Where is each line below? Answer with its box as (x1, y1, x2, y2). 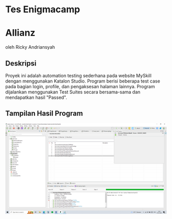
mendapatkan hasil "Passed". (5, 94, 68, 101)
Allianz (5, 27, 36, 39)
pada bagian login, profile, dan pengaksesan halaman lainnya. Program (5, 83, 155, 89)
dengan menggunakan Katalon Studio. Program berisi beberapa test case (5, 78, 160, 84)
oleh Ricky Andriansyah (5, 44, 55, 50)
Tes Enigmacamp (5, 4, 80, 15)
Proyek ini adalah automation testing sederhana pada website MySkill (5, 72, 152, 78)
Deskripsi (5, 59, 37, 68)
